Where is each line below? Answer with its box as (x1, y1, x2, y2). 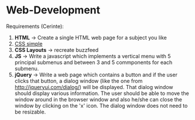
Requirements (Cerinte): (6, 23, 64, 30)
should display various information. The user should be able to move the (14, 90, 189, 97)
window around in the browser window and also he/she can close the (14, 96, 183, 103)
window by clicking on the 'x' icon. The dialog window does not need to (14, 102, 188, 109)
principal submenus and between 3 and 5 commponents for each (14, 59, 173, 66)
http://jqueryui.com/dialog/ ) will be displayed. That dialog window (14, 83, 174, 90)
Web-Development (6, 3, 101, 17)
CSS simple (14, 40, 43, 47)
